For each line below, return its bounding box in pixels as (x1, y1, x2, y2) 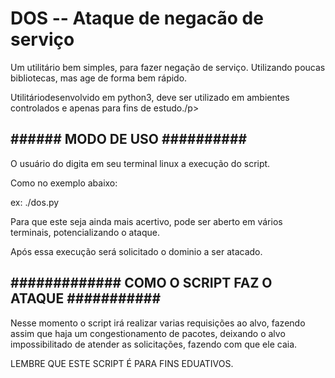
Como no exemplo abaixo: (10, 177, 118, 189)
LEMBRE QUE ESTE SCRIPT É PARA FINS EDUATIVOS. (10, 357, 234, 369)
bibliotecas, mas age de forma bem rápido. (10, 72, 188, 84)
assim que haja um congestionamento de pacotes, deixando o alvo (10, 327, 286, 339)
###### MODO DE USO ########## (10, 131, 248, 148)
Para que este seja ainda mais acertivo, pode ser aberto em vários (10, 215, 283, 227)
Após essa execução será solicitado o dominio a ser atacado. (10, 245, 263, 257)
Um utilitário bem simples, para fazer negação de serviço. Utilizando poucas (10, 61, 326, 73)
